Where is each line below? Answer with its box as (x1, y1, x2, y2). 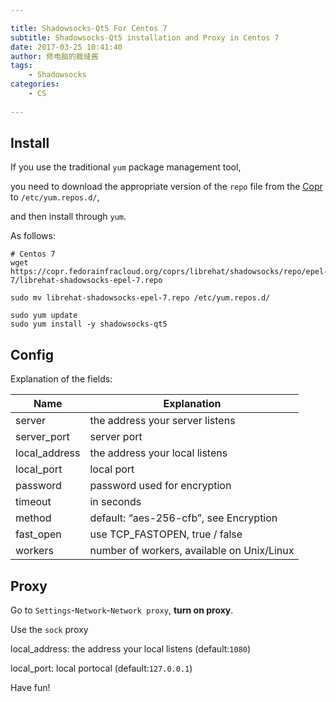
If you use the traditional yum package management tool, (10, 161, 242, 173)
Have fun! (10, 682, 51, 694)
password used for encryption (89, 479, 232, 493)
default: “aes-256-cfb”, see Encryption (89, 511, 278, 525)
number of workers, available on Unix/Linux (89, 544, 295, 558)
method (15, 511, 52, 525)
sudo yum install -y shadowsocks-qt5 (10, 319, 168, 330)
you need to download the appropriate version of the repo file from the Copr (10, 181, 323, 193)
